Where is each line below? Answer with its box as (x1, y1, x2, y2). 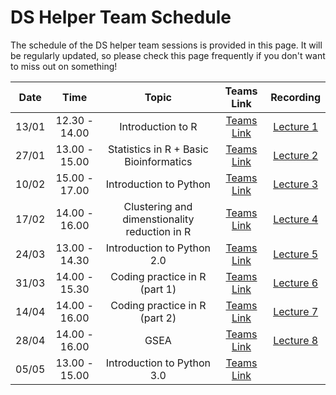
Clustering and (123, 199, 193, 213)
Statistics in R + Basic (107, 142, 209, 156)
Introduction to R (119, 119, 198, 133)
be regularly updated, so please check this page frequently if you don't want (10, 49, 326, 61)
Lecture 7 (273, 304, 319, 318)
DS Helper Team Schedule (10, 6, 232, 29)
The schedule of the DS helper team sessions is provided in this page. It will (10, 39, 323, 51)
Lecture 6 (273, 276, 319, 290)
